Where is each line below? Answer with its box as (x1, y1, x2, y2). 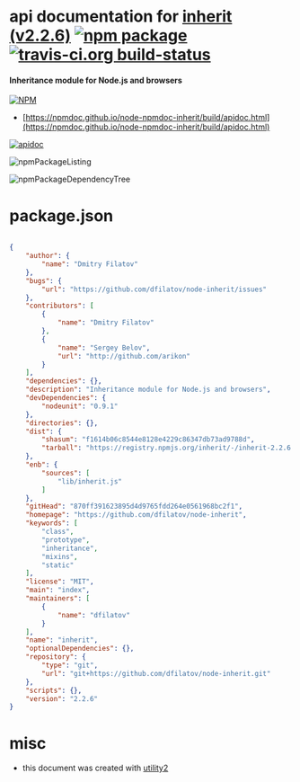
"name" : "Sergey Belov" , (57, 343, 151, 352)
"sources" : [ (41, 468, 91, 477)
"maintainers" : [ (25, 594, 91, 603)
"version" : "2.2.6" (25, 694, 99, 703)
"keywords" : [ (25, 519, 78, 528)
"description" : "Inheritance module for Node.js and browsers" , (25, 385, 271, 395)
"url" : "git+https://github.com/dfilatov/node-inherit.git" (41, 669, 271, 678)
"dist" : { (25, 427, 63, 436)
